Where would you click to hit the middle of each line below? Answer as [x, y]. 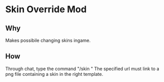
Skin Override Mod [46, 9]
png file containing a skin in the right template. [54, 74]
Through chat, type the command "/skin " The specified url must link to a [83, 69]
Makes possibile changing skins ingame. [48, 40]
